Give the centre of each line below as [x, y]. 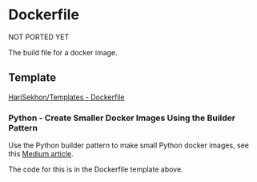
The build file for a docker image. [63, 52]
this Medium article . [41, 154]
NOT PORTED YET [39, 37]
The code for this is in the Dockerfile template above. [96, 169]
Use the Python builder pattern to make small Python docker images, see [129, 145]
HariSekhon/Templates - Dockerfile [67, 97]
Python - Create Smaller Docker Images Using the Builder [122, 118]
